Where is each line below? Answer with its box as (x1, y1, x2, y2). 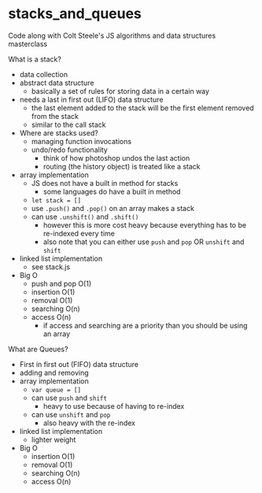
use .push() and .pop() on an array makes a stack (31, 203, 195, 213)
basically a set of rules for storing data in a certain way (31, 86, 210, 95)
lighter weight (31, 435, 76, 444)
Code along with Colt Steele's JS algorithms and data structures (8, 31, 216, 40)
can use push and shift (31, 393, 108, 402)
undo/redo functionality (31, 145, 108, 154)
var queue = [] (31, 386, 81, 394)
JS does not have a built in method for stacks (31, 178, 179, 187)
